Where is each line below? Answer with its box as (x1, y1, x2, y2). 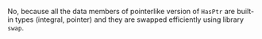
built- (237, 7, 255, 16)
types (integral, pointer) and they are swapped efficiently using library (14, 15, 244, 24)
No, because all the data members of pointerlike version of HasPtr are (7, 7, 236, 16)
